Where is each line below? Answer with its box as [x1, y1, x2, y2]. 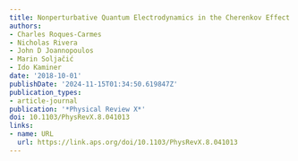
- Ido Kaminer [9, 64, 63, 72]
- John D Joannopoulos [9, 47, 94, 55]
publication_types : [9, 88, 82, 97]
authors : [9, 21, 42, 30]
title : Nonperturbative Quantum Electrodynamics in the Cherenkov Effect [9, 13, 291, 22]
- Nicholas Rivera [9, 38, 78, 47]
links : [9, 122, 34, 131]
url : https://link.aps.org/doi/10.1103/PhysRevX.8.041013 [17, 138, 239, 147]
